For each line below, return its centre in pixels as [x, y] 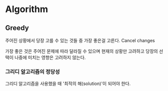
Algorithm [27, 9]
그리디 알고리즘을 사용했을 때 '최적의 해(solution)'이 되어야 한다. [68, 83]
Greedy [17, 28]
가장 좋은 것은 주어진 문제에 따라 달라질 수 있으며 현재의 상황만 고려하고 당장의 [82, 51]
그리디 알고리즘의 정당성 [33, 71]
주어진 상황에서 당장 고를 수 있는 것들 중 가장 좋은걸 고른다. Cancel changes [80, 40]
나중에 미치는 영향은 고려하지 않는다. [50, 57]
